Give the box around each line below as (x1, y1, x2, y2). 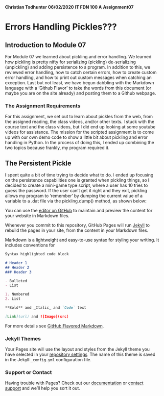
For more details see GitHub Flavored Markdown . (5, 323, 104, 329)
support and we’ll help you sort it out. (5, 385, 80, 391)
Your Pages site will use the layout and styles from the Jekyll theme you (5, 346, 150, 352)
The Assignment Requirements (5, 102, 81, 109)
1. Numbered (5, 292, 29, 297)
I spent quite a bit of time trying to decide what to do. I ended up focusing (5, 172, 154, 178)
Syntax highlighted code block (5, 252, 69, 257)
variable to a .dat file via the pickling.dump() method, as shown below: (5, 198, 147, 204)
